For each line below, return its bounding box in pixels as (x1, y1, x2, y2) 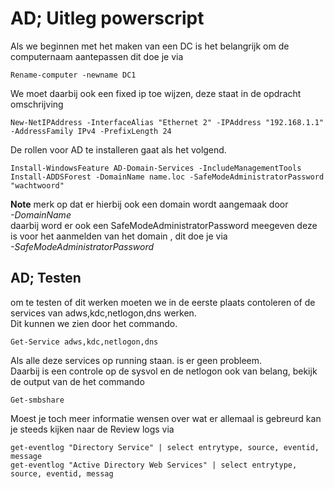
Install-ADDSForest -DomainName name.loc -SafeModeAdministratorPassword (10, 172, 325, 182)
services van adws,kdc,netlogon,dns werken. (10, 307, 197, 319)
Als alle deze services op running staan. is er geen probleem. (10, 354, 263, 366)
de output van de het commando (10, 375, 145, 387)
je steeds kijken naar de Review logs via (10, 423, 175, 435)
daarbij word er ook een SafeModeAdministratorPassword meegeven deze (10, 219, 318, 231)
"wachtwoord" (10, 180, 65, 191)
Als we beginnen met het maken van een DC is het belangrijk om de (10, 40, 290, 52)
